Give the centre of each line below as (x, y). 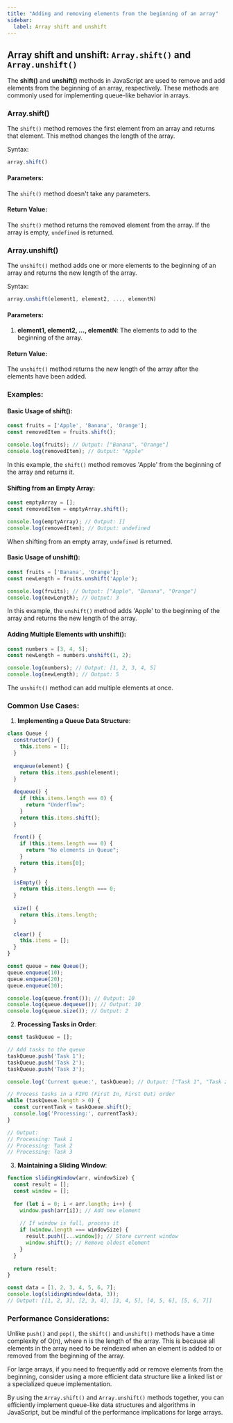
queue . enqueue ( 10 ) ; (35, 972)
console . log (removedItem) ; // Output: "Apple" (76, 452)
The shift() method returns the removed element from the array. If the (109, 225)
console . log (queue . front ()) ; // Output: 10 (71, 998)
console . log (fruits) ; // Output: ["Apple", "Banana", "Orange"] (102, 591)
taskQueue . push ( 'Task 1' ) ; (46, 1056)
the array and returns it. (41, 472)
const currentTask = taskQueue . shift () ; (72, 1107)
